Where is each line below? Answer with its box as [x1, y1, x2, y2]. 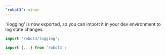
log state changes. [5, 26, 44, 32]
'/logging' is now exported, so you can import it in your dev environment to [5, 21, 161, 27]
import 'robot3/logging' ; [5, 36, 60, 41]
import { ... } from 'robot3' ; [5, 45, 67, 50]
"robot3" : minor [5, 7, 39, 12]
